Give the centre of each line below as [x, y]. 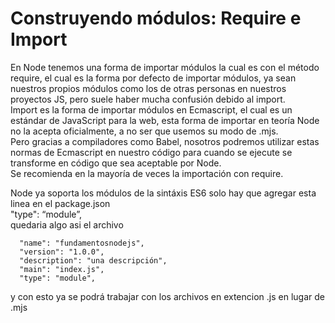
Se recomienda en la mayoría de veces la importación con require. [147, 173]
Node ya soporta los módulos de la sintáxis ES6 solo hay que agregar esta [163, 193]
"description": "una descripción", [93, 260]
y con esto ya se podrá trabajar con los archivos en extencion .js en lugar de [167, 296]
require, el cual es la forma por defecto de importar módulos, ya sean [153, 78]
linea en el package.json [60, 203]
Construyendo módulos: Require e [156, 18]
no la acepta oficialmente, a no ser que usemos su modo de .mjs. [144, 131]
